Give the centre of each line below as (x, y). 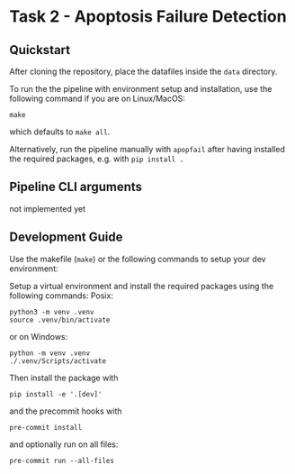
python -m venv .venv (50, 353)
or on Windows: (39, 336)
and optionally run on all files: (64, 444)
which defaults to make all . (60, 132)
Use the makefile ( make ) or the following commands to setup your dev (138, 259)
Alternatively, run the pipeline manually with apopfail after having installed (147, 149)
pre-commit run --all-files (62, 460)
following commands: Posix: (62, 296)
